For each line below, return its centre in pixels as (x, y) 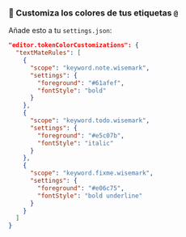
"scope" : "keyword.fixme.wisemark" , (91, 173)
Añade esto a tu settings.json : (60, 31)
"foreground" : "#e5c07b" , (81, 135)
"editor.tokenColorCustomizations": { (74, 45)
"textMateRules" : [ (49, 53)
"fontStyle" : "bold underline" (90, 196)
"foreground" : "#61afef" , (81, 83)
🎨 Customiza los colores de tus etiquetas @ (93, 13)
